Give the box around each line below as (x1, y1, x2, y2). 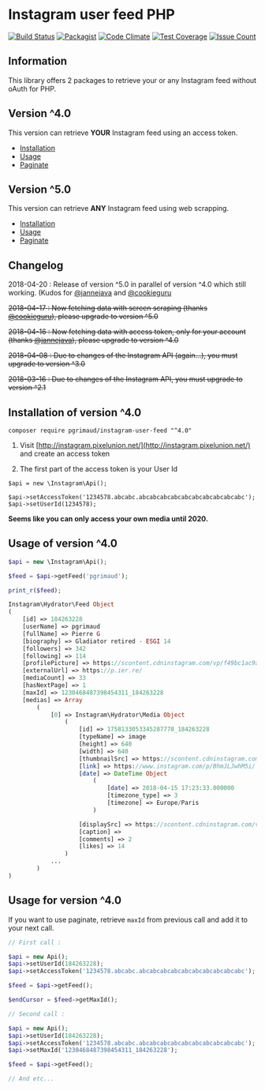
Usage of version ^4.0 (8, 537, 118, 551)
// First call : (8, 938, 62, 946)
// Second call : (8, 1009, 65, 1018)
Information (8, 54, 68, 68)
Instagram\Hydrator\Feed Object (8, 600, 114, 609)
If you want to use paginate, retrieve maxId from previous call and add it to (8, 915, 248, 924)
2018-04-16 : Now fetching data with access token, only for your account (8, 327, 246, 336)
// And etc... (8, 1075, 55, 1083)
